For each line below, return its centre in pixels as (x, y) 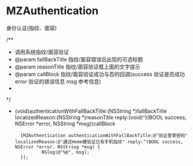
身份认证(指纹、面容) (32, 28)
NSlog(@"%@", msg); (66, 152)
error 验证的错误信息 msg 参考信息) (58, 82)
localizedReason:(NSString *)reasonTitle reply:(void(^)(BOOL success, (101, 117)
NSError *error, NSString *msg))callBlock (65, 123)
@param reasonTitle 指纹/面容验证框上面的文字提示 (77, 67)
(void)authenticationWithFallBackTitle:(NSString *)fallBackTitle (91, 111)
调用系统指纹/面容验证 (42, 52)
